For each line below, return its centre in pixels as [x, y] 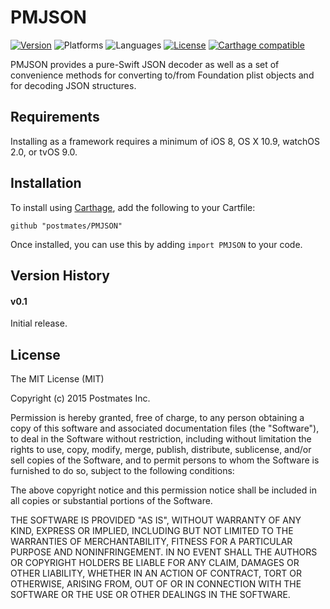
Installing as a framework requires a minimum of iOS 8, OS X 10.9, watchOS [165, 141]
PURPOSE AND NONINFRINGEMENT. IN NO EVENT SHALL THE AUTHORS [164, 552]
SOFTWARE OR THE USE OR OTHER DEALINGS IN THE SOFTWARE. [150, 594]
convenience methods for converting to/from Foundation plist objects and [162, 75]
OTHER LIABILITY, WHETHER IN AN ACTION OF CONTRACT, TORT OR [156, 573]
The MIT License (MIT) [57, 378]
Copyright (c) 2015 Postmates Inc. [80, 398]
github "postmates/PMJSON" [66, 226]
